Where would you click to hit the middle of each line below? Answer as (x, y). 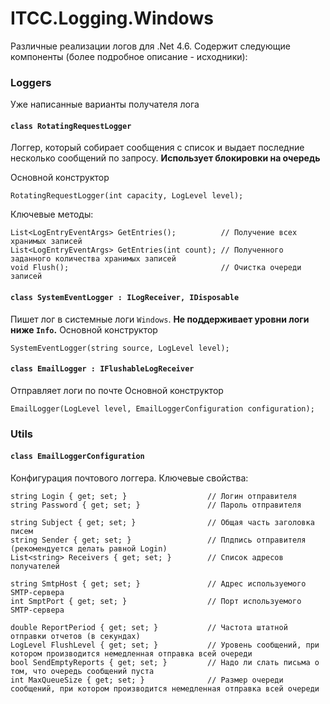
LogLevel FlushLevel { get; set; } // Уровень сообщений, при (165, 645)
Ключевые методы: (52, 214)
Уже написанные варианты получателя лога (105, 104)
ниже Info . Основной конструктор (84, 329)
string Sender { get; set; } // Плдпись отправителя (158, 540)
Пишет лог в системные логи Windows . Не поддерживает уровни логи (160, 319)
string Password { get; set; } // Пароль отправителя (156, 505)
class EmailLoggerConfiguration (77, 457)
